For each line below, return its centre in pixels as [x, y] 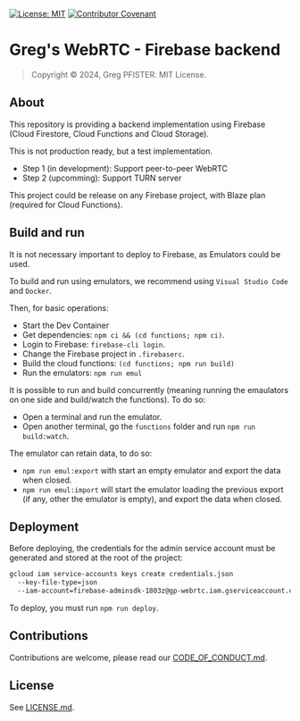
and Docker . [30, 290]
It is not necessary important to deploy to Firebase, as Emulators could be [145, 254]
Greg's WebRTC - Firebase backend [145, 50]
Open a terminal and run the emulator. [92, 416]
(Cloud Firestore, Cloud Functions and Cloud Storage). [109, 133]
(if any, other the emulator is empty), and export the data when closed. [152, 499]
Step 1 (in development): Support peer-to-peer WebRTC [125, 168]
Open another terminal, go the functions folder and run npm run [139, 426]
